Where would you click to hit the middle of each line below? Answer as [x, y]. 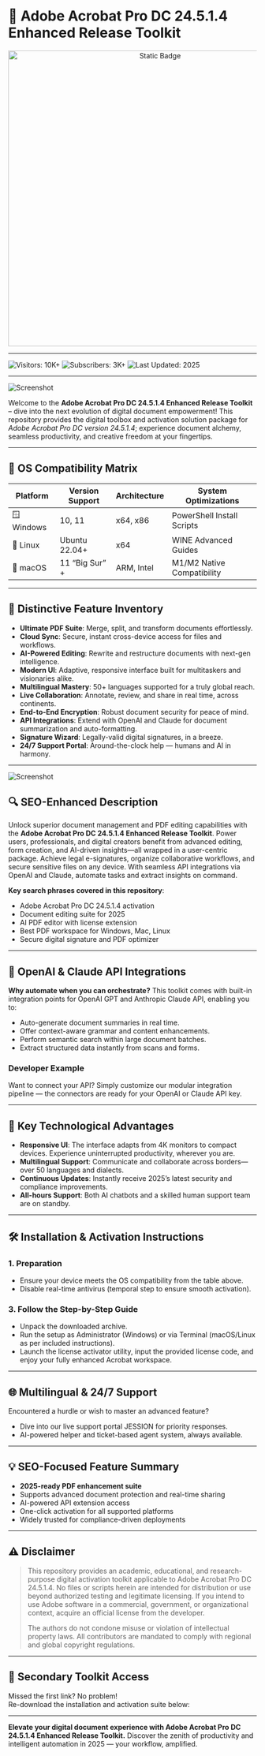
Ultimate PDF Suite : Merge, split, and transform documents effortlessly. [136, 628]
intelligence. [39, 661]
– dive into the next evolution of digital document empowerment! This [121, 411]
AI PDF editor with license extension [78, 923]
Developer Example [46, 1068]
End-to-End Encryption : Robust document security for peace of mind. [134, 712]
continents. [38, 703]
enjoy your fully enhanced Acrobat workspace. [95, 1360]
